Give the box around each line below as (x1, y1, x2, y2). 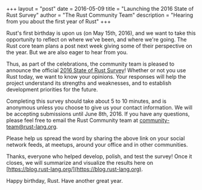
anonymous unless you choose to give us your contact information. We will (6, 104, 193, 111)
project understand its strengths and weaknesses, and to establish (6, 79, 172, 87)
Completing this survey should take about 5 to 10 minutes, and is (6, 97, 167, 105)
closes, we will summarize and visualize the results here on (6, 159, 154, 166)
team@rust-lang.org (6, 123, 57, 130)
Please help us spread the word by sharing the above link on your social (6, 135, 185, 142)
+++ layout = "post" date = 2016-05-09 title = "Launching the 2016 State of (6, 5, 194, 12)
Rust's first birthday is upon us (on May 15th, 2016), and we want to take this (6, 29, 196, 37)
